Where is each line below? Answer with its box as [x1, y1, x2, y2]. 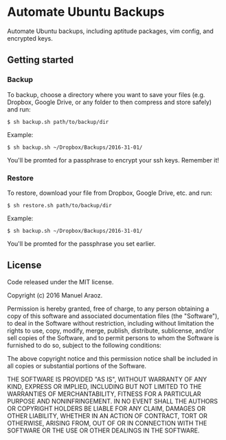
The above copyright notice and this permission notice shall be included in [7, 354, 218, 362]
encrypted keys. [7, 34, 54, 42]
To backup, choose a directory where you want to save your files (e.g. [7, 90, 205, 98]
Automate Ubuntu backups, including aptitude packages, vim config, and [7, 27, 214, 35]
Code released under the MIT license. [7, 277, 114, 286]
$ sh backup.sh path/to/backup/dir [7, 118, 109, 125]
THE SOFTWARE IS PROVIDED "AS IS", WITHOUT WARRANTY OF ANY [7, 375, 207, 383]
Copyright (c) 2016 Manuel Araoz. [7, 291, 103, 300]
